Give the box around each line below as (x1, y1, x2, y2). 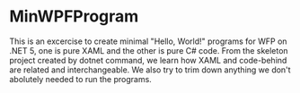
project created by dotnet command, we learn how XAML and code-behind (9, 55, 287, 65)
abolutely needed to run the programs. (9, 73, 153, 84)
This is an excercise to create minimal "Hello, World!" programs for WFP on (9, 36, 287, 46)
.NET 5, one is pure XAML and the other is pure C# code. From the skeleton (9, 45, 289, 55)
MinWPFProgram (9, 6, 139, 27)
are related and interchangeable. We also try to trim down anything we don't (9, 64, 291, 75)
